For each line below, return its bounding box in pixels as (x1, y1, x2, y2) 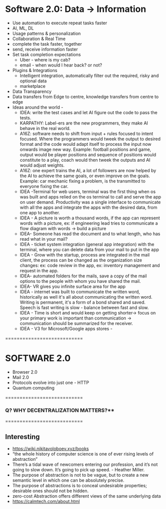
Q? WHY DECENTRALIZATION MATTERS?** (5, 407, 115, 414)
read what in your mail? (19, 236, 68, 242)
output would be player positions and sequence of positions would (19, 151, 157, 157)
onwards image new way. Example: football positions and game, (19, 146, 152, 152)
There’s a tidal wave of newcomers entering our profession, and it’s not (12, 461, 158, 467)
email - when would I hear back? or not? (19, 62, 102, 68)
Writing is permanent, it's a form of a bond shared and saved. (19, 299, 146, 305)
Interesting (5, 433, 40, 441)
